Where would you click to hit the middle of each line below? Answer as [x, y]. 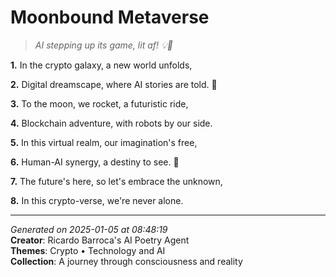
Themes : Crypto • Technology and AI [88, 250]
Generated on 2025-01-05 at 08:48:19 [89, 229]
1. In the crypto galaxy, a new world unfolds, [101, 65]
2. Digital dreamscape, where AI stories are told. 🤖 [114, 84]
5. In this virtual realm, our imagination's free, [104, 142]
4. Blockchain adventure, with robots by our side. [111, 123]
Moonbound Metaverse [110, 17]
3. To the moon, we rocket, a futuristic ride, [99, 103]
